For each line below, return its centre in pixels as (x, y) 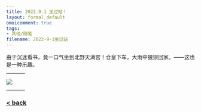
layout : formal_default (36, 17)
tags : (13, 28)
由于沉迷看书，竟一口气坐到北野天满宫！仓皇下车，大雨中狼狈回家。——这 (98, 57)
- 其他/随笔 (19, 34)
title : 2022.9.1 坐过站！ (37, 12)
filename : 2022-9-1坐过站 (37, 39)
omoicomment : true (29, 23)
